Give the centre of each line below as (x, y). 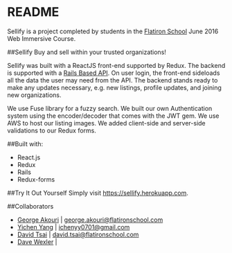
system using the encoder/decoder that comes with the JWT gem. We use (113, 116)
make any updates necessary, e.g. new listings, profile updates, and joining (114, 87)
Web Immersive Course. (42, 38)
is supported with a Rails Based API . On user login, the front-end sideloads (114, 73)
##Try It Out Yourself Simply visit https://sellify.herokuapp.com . (98, 193)
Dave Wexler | (37, 242)
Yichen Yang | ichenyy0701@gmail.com (73, 227)
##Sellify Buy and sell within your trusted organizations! (87, 52)
